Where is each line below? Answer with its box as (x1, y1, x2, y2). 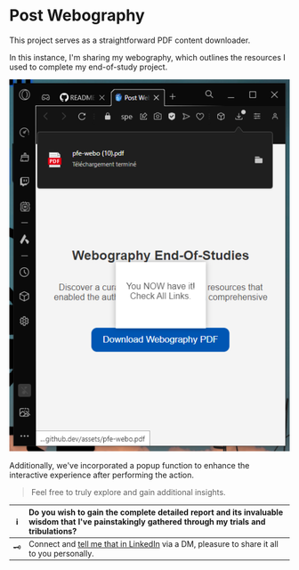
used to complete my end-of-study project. (9, 61, 168, 72)
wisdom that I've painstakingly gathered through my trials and (28, 516, 266, 526)
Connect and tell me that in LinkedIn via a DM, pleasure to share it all (28, 538, 279, 549)
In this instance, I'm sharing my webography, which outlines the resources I (9, 52, 287, 62)
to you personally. (28, 548, 95, 558)
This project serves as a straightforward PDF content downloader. (9, 35, 251, 45)
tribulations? (28, 525, 77, 536)
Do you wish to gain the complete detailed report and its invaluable (28, 507, 283, 517)
